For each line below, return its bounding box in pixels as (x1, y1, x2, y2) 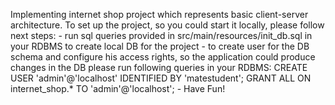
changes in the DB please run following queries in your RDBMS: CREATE (10, 62, 308, 73)
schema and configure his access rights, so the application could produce (10, 51, 316, 63)
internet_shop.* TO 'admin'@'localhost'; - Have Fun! (10, 83, 226, 94)
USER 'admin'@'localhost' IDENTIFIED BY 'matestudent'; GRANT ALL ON (10, 72, 312, 84)
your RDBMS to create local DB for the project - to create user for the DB (10, 40, 310, 52)
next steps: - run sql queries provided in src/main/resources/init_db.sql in (10, 30, 313, 41)
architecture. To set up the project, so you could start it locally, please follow (10, 19, 325, 31)
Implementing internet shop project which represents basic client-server (10, 9, 309, 20)
